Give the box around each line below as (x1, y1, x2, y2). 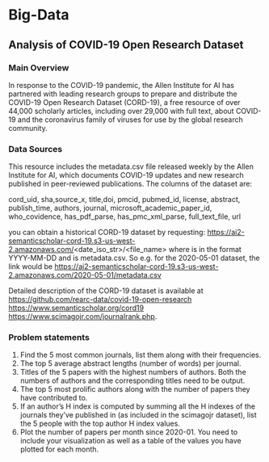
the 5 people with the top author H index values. (19, 418, 180, 429)
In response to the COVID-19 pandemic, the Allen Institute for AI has (8, 80, 234, 90)
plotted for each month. (19, 444, 99, 454)
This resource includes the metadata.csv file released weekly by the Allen (8, 162, 254, 171)
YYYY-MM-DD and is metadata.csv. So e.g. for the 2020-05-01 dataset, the (8, 253, 260, 263)
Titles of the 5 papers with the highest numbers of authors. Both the (19, 367, 246, 377)
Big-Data (8, 6, 70, 24)
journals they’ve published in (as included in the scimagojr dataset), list (19, 410, 257, 420)
